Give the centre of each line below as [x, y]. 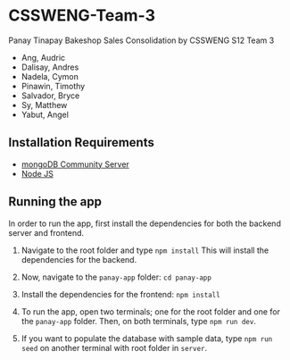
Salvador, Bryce [50, 96]
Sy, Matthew [44, 105]
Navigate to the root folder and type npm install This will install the [145, 250]
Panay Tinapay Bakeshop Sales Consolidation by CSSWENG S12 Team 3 [141, 40]
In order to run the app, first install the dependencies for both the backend [145, 223]
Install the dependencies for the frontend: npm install [120, 294]
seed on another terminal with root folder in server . [114, 347]
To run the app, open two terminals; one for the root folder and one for [151, 311]
